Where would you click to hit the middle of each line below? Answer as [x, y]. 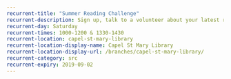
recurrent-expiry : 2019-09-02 [50, 65]
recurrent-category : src [42, 58]
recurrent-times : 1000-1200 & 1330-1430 [66, 33]
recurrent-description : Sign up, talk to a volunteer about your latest [113, 20]
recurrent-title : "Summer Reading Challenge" [73, 13]
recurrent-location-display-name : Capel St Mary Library [90, 45]
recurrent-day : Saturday [42, 26]
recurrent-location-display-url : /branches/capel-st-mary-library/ [106, 52]
